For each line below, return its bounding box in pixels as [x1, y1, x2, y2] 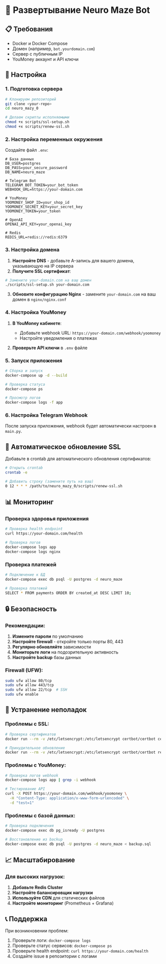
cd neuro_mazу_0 [5, 106, 39, 111]
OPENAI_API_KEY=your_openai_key [5, 222, 72, 227]
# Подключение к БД [5, 572, 45, 577]
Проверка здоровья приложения [5, 515, 89, 522]
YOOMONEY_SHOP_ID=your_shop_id [5, 200, 70, 205]
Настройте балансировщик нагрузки [12, 890, 93, 896]
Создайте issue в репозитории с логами [12, 953, 97, 959]
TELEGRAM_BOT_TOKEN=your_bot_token [5, 183, 79, 188]
